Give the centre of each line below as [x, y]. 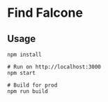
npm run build [28, 92]
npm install [24, 54]
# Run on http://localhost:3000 [54, 67]
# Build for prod [32, 85]
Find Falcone [45, 13]
